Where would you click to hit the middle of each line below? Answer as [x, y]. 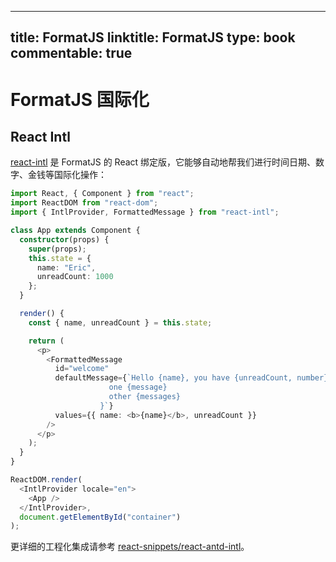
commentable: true [71, 53]
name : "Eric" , [66, 267]
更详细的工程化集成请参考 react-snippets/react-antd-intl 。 [130, 547]
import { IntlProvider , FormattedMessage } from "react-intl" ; [145, 212]
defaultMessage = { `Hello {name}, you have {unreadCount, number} [191, 378]
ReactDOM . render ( [46, 480]
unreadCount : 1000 [75, 277]
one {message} [138, 387]
